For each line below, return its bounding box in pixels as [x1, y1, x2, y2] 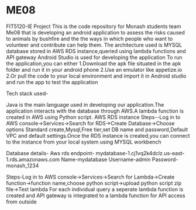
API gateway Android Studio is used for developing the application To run [6, 54, 183, 61]
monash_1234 [6, 162, 39, 169]
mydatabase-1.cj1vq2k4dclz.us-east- [95, 149, 185, 156]
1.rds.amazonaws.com [6, 156, 60, 163]
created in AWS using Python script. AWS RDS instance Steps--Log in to [6, 113, 181, 120]
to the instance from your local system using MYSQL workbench [6, 138, 162, 145]
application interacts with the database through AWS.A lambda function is [6, 107, 184, 114]
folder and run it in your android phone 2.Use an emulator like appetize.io [6, 66, 183, 73]
